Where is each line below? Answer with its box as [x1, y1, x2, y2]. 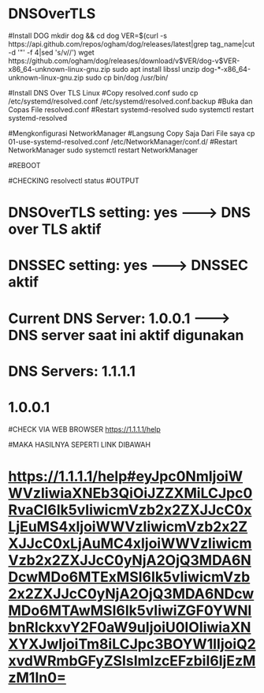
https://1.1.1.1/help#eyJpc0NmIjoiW [8, 467, 244, 485]
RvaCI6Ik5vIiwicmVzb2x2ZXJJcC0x [8, 500, 252, 519]
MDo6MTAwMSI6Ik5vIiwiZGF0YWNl [8, 601, 252, 620]
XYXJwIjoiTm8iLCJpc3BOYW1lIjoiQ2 [8, 635, 256, 653]
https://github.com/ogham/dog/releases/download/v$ [8, 56, 184, 66]
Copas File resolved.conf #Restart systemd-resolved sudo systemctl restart [8, 104, 255, 114]
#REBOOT [8, 160, 41, 170]
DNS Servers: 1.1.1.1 [8, 362, 136, 380]
